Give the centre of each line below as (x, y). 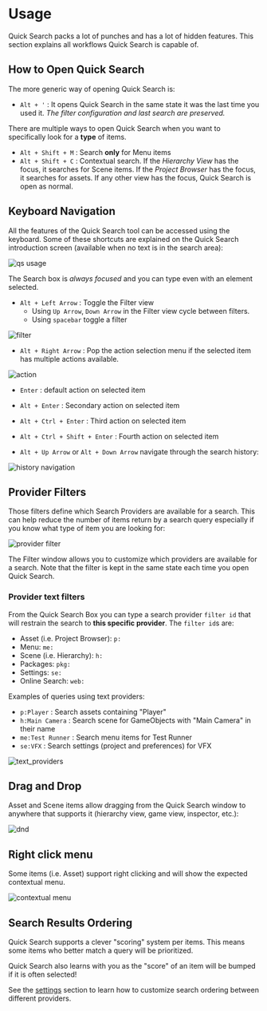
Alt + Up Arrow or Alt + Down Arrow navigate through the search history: (139, 451)
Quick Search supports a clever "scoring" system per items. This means (127, 942)
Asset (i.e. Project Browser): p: (71, 638)
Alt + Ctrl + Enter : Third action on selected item (103, 421)
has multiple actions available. (69, 359)
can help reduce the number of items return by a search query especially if (132, 520)
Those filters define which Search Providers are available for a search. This (132, 511)
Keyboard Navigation (62, 211)
